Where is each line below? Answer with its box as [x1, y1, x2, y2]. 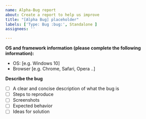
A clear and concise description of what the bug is [12, 85, 119, 92]
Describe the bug [5, 76, 43, 82]
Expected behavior [12, 103, 53, 109]
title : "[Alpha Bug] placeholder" [5, 17, 79, 22]
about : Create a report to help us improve [5, 12, 100, 17]
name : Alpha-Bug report [5, 7, 56, 13]
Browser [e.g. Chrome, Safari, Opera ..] [12, 66, 96, 72]
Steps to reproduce [12, 91, 54, 98]
